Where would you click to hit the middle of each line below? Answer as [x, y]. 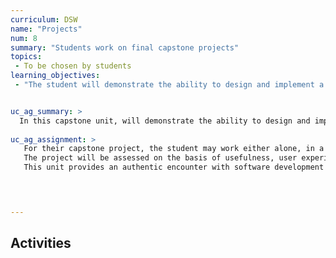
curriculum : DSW [44, 19]
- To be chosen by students [73, 66]
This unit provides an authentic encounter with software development [174, 167]
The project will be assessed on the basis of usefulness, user [160, 158]
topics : [26, 57]
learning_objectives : [55, 76]
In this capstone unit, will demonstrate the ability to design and [165, 121]
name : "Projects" [46, 29]
